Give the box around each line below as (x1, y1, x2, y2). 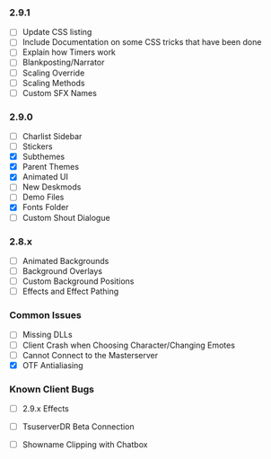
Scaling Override (22, 67, 85, 78)
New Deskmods (22, 181, 82, 192)
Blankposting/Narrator (22, 57, 105, 68)
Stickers (22, 141, 53, 152)
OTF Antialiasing (22, 359, 83, 370)
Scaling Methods (22, 77, 85, 88)
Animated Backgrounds (22, 255, 109, 266)
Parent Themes (22, 162, 79, 172)
